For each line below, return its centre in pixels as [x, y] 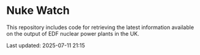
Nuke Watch [38, 11]
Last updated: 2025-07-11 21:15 [46, 45]
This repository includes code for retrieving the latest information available [100, 27]
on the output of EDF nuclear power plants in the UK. [73, 33]
